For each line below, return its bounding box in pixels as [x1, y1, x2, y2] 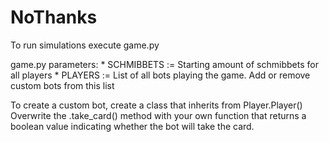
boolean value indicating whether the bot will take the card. [10, 120, 255, 132]
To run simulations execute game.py [10, 39, 160, 51]
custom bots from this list [10, 79, 115, 91]
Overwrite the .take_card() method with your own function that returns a [10, 109, 307, 121]
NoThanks [10, 6, 98, 29]
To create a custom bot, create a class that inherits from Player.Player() [10, 99, 303, 111]
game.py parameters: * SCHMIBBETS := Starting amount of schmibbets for [10, 58, 319, 70]
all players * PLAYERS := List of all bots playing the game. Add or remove [10, 69, 311, 81]
